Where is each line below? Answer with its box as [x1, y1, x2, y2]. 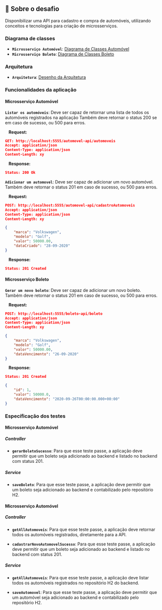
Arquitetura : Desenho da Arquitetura [12, 74, 86, 80]
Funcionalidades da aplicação [5, 86, 76, 93]
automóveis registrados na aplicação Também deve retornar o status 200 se [5, 115, 157, 120]
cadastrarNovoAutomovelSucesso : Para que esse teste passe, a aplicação [12, 541, 156, 547]
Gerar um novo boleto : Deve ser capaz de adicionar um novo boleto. [5, 287, 141, 293]
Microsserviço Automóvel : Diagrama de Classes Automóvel [12, 46, 130, 52]
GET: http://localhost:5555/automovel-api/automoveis [5, 138, 116, 143]
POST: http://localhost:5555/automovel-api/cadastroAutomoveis [5, 203, 135, 208]
